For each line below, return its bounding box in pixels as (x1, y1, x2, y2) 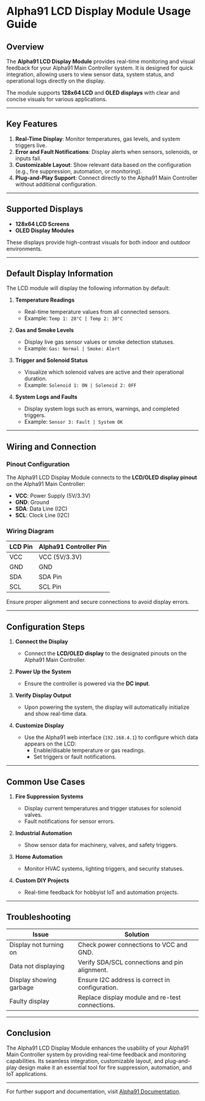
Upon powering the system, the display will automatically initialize (24, 703, 190, 711)
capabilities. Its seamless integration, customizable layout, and (6, 1057, 164, 1064)
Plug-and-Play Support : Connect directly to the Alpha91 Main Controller (15, 174, 198, 181)
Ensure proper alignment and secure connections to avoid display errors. (6, 598, 190, 606)
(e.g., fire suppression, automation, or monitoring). (15, 167, 142, 175)
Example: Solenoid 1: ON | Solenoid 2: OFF (24, 382, 137, 389)
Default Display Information (6, 269, 113, 279)
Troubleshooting (6, 912, 71, 923)
